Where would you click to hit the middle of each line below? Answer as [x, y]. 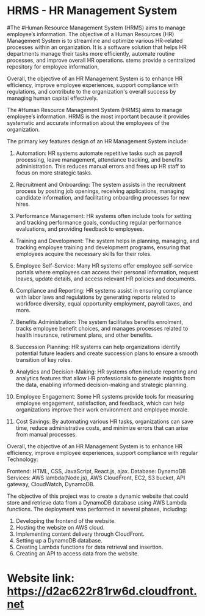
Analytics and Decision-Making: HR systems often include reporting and [106, 372]
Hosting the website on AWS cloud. [60, 527]
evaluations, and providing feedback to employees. [80, 229]
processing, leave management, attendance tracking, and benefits [99, 159]
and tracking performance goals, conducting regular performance [99, 222]
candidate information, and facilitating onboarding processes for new [103, 197]
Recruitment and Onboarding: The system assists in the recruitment [101, 184]
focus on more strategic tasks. [54, 173]
